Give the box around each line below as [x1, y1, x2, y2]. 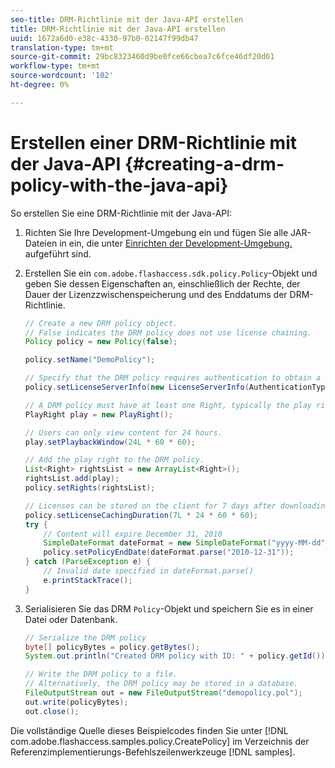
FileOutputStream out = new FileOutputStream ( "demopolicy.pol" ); [24, 688, 303, 698]
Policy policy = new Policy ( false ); [24, 337, 178, 347]
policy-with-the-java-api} [10, 174, 229, 196]
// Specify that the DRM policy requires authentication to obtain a [24, 373, 322, 383]
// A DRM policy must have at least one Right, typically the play [24, 400, 312, 410]
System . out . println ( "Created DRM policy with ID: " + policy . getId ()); [24, 651, 330, 661]
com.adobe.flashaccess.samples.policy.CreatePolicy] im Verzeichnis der [10, 735, 310, 747]
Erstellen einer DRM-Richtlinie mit [10, 131, 297, 154]
